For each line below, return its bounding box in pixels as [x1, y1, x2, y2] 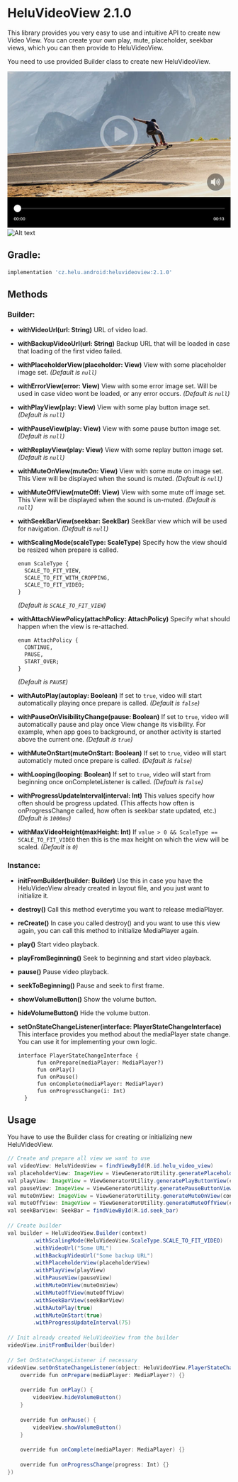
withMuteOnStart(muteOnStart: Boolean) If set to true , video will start [17, 749, 227, 757]
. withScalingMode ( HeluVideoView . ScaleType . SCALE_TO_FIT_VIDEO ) [33, 1237, 223, 1244]
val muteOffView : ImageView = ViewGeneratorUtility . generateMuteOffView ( [7, 1199, 230, 1207]
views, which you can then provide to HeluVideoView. [7, 43, 164, 52]
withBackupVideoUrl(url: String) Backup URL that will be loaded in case [17, 339, 230, 348]
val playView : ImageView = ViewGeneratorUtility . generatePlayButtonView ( [7, 1177, 230, 1184]
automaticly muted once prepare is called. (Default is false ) [17, 757, 193, 765]
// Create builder [7, 1222, 62, 1230]
